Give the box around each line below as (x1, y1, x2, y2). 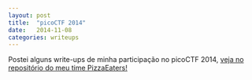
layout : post (8, 11, 51, 20)
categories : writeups (8, 33, 80, 42)
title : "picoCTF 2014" (8, 19, 87, 27)
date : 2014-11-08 (8, 26, 72, 34)
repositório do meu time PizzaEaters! (8, 64, 128, 73)
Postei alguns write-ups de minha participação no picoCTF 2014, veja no (8, 55, 244, 64)
